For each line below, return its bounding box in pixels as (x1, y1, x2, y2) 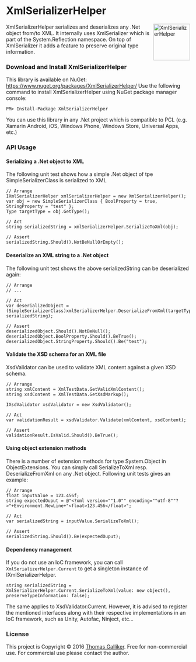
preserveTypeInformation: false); (6, 593, 90, 599)
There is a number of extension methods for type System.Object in (6, 457, 166, 465)
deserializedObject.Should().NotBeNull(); (6, 328, 111, 334)
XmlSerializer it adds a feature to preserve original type (6, 42, 139, 49)
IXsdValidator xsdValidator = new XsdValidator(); (6, 401, 132, 407)
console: (6, 95, 27, 102)
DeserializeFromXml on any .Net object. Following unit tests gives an (6, 470, 171, 477)
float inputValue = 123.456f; (6, 493, 80, 498)
